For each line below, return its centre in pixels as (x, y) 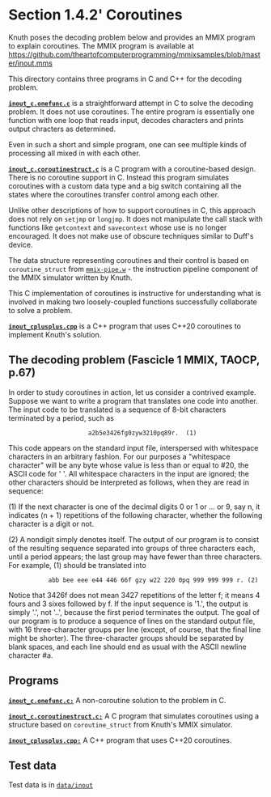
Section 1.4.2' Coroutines (95, 15)
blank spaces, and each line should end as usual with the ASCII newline (127, 647)
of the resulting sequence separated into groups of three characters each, (132, 548)
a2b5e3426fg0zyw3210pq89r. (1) (142, 433)
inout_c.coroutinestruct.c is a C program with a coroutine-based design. (132, 168)
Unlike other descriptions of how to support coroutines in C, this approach (132, 210)
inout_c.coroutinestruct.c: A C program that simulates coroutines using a (134, 716)
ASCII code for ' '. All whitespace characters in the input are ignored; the (129, 473)
